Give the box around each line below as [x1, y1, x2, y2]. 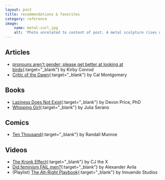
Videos [5, 146, 27, 154]
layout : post [5, 7, 32, 12]
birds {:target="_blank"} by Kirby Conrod [12, 66, 94, 72]
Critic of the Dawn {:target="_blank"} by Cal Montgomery [12, 72, 127, 78]
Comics [5, 119, 29, 127]
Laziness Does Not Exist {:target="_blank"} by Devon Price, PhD [12, 99, 141, 105]
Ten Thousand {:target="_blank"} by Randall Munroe [12, 131, 118, 138]
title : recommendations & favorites [5, 12, 80, 17]
